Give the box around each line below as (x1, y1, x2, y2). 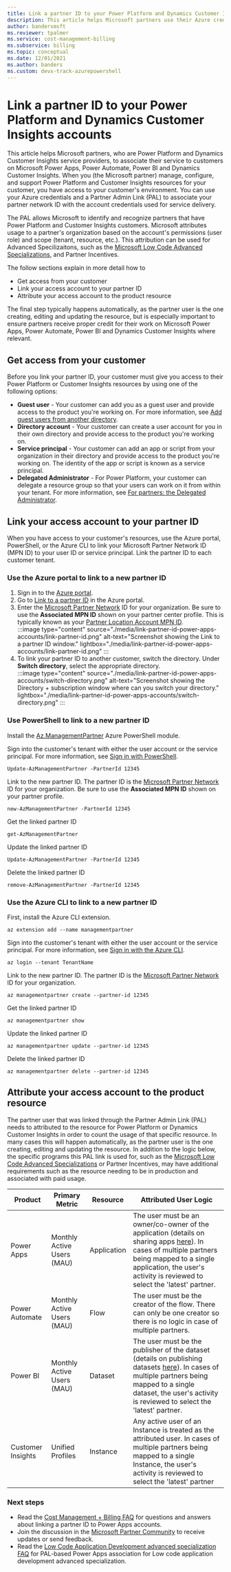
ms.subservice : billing (7, 42, 76, 49)
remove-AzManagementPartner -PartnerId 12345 (7, 881, 140, 888)
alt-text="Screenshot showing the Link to (103, 633, 220, 641)
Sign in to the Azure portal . (16, 589, 93, 597)
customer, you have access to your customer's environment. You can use (7, 186, 215, 194)
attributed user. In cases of (133, 1434, 220, 1443)
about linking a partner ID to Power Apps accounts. (16, 1520, 162, 1529)
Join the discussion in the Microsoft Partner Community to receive (16, 1528, 205, 1536)
